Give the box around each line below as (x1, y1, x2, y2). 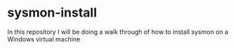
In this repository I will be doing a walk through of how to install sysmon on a (7, 28, 229, 36)
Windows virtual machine (7, 35, 81, 43)
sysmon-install (7, 5, 97, 21)
